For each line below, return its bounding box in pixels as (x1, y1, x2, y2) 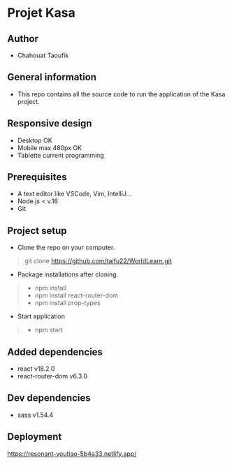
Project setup (7, 225, 68, 237)
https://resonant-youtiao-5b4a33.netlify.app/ (7, 449, 137, 458)
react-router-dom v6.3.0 (17, 372, 87, 381)
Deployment (7, 431, 62, 443)
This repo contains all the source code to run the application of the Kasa (17, 89, 226, 98)
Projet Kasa (7, 5, 75, 21)
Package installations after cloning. (17, 270, 119, 279)
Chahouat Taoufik (17, 51, 69, 59)
